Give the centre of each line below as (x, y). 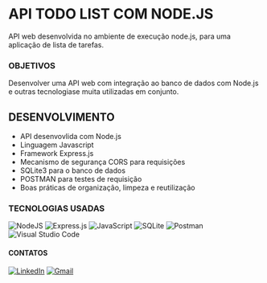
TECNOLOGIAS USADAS (57, 208)
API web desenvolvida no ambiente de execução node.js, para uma (120, 36)
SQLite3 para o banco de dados (73, 170)
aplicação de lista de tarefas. (56, 44)
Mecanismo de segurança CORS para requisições (103, 162)
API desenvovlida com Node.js (71, 137)
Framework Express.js (57, 154)
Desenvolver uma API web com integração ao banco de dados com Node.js (133, 83)
